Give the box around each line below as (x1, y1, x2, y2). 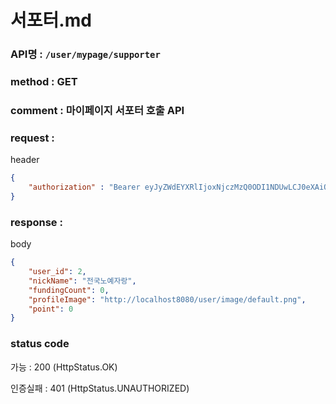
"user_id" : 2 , (28, 267, 87, 277)
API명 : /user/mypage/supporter (10, 47, 161, 61)
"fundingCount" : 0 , (28, 285, 110, 295)
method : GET (10, 75, 78, 89)
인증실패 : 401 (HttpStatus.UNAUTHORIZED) (10, 382, 190, 394)
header (10, 154, 40, 166)
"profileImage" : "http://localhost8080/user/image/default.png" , (28, 294, 307, 305)
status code (10, 337, 70, 351)
